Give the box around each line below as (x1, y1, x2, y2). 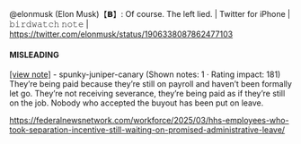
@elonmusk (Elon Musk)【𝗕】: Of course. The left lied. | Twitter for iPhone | (9, 9, 290, 19)
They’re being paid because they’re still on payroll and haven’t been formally (9, 79, 292, 89)
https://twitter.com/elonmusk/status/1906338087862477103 (9, 29, 234, 39)
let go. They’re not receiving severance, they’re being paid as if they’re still (9, 89, 286, 99)
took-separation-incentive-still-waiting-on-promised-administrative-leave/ (9, 124, 286, 135)
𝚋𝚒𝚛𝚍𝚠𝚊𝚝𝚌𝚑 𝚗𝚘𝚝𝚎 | (9, 19, 89, 30)
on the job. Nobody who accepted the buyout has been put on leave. (9, 97, 264, 108)
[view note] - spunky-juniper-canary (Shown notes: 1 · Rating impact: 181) (9, 69, 281, 80)
